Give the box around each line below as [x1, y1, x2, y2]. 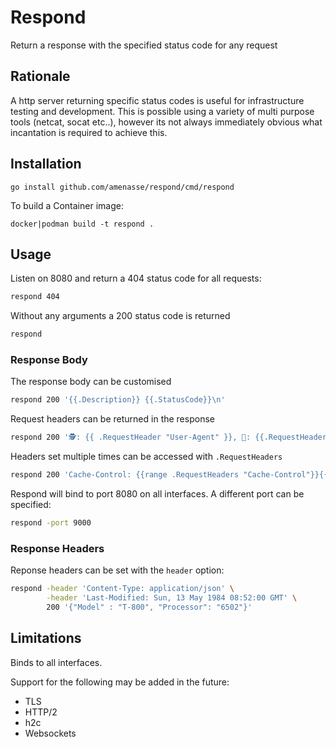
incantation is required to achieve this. [10, 126, 168, 138]
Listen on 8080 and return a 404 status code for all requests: [10, 272, 262, 285]
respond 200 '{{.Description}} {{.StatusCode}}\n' [10, 395, 226, 405]
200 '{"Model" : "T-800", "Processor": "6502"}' [46, 602, 253, 612]
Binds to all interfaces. [10, 656, 103, 668]
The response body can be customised [10, 376, 172, 388]
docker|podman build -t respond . [10, 219, 155, 229]
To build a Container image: [10, 199, 124, 211]
